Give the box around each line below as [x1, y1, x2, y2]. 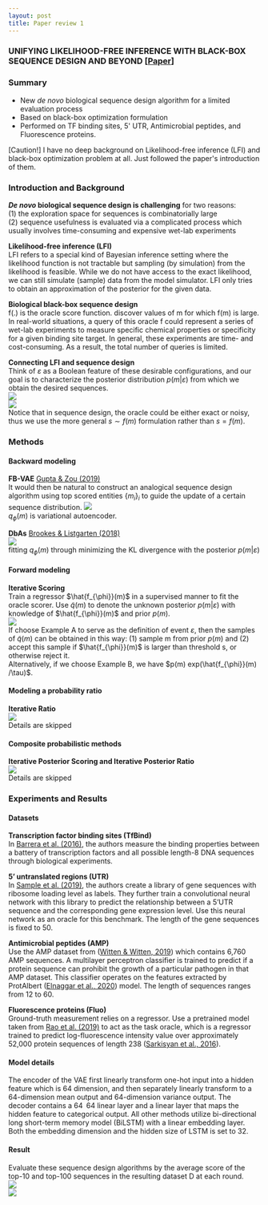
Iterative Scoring [8, 583, 66, 592]
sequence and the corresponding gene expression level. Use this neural [8, 906, 246, 916]
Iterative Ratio [8, 703, 56, 714]
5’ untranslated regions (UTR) [8, 871, 110, 882]
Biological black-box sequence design [8, 300, 138, 309]
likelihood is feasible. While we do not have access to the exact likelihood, [8, 267, 252, 277]
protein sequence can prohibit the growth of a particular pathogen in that [8, 964, 250, 974]
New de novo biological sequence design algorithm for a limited [19, 95, 230, 105]
